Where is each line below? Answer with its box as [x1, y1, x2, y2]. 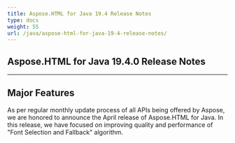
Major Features [7, 87, 75, 99]
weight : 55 [7, 23, 39, 30]
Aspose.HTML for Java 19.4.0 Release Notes [7, 55, 206, 67]
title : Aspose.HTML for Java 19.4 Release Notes [7, 10, 152, 17]
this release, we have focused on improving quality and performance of [7, 120, 213, 129]
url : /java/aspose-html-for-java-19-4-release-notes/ [7, 29, 168, 37]
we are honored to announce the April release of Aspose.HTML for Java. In [7, 113, 224, 121]
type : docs [7, 17, 39, 24]
